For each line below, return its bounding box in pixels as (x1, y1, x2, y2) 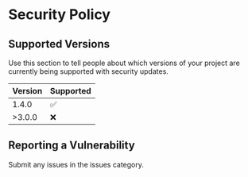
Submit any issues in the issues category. (8, 160, 145, 169)
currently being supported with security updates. (8, 67, 169, 76)
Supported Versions (8, 37, 110, 51)
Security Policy (8, 6, 111, 24)
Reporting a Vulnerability (8, 139, 135, 152)
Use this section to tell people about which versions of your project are (8, 58, 240, 67)
